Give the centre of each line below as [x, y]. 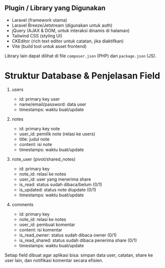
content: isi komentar [41, 230]
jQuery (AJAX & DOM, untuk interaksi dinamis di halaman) [71, 30]
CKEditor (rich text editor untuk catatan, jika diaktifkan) [68, 41]
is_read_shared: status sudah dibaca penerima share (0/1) [78, 240]
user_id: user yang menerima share [55, 179]
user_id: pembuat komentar [47, 225]
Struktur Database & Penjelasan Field [82, 76]
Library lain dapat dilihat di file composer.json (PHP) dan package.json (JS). [81, 56]
